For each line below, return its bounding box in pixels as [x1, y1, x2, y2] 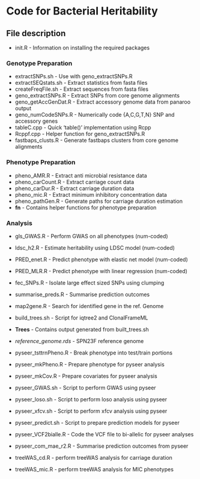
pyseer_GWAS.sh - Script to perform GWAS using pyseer [14, 384, 156, 391]
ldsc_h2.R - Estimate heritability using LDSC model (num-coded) [14, 244, 175, 251]
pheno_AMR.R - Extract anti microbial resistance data [14, 172, 147, 179]
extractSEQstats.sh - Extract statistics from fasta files [14, 79, 148, 87]
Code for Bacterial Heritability [6, 4, 158, 18]
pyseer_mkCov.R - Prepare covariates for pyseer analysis [14, 372, 157, 380]
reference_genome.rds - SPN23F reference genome [14, 337, 144, 344]
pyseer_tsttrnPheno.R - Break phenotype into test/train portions [14, 349, 173, 356]
